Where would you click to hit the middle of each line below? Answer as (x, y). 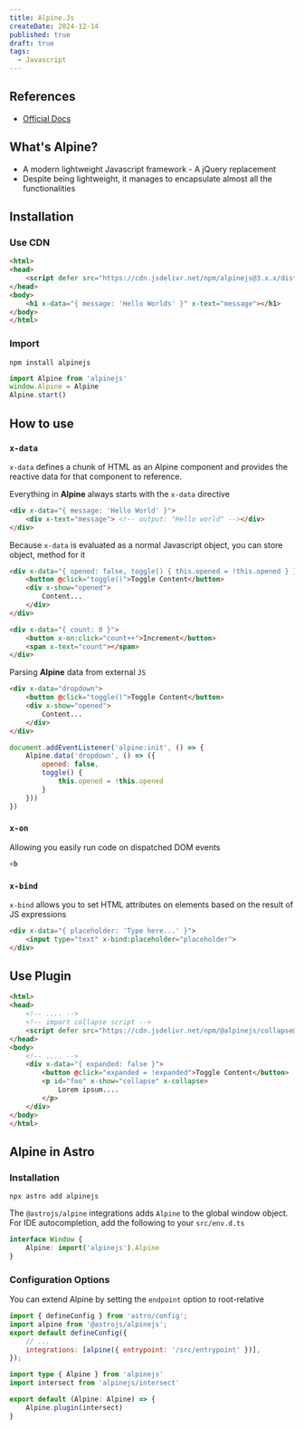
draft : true (32, 43)
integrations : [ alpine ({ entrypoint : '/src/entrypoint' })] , (143, 1350)
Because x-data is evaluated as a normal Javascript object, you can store (146, 544)
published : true (40, 34)
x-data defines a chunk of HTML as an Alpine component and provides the (148, 466)
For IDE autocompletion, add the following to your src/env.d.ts (127, 1223)
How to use (42, 423)
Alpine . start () (38, 396)
